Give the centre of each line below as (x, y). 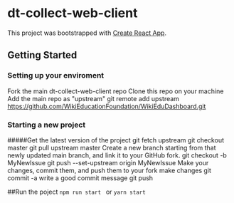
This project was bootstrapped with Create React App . (87, 33)
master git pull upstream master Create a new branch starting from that (112, 147)
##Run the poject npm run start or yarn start (76, 192)
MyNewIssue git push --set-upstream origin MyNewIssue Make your (108, 162)
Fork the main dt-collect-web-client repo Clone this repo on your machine (116, 91)
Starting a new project (47, 125)
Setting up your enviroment (56, 76)
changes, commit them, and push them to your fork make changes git (110, 170)
